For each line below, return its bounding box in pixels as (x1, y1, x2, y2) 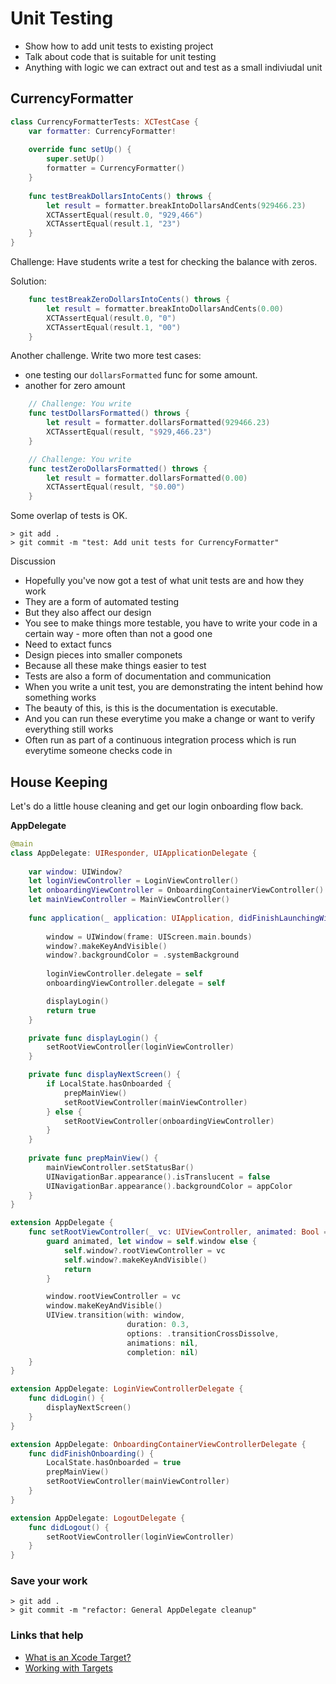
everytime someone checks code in (24, 745, 173, 757)
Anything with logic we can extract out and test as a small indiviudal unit (24, 61, 323, 73)
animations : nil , (126, 1338, 199, 1348)
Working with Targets (24, 1662, 113, 1674)
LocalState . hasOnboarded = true (46, 1458, 182, 1468)
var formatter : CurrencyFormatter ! (28, 126, 177, 136)
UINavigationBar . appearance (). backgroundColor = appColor (46, 1181, 293, 1191)
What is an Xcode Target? (24, 1651, 132, 1663)
